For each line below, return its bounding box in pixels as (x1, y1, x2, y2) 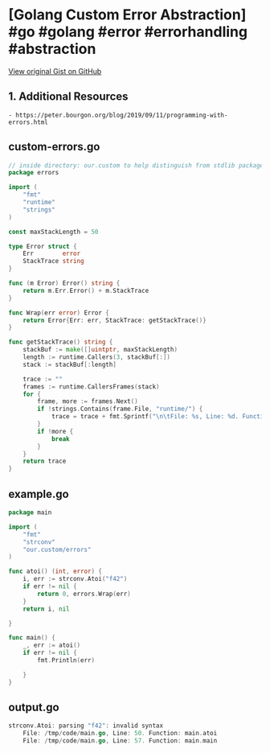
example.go (8, 487, 70, 500)
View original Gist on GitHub (8, 66, 102, 76)
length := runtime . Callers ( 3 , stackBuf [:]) (22, 353, 171, 361)
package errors (8, 169, 59, 177)
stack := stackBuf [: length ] (22, 360, 117, 368)
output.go (8, 701, 59, 714)
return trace (22, 457, 67, 466)
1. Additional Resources (8, 90, 129, 104)
